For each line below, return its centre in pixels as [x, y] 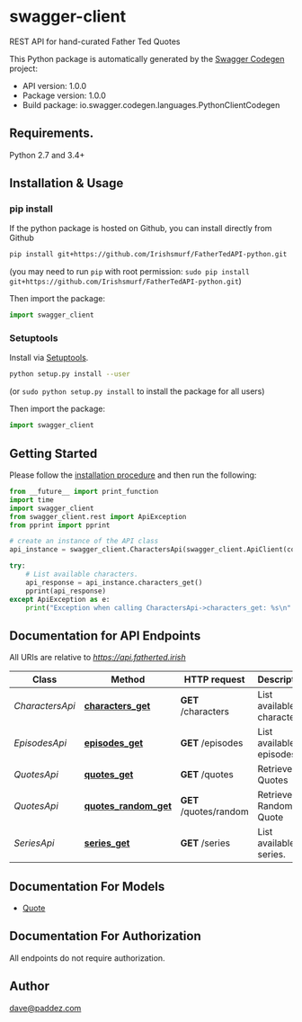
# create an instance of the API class [84, 542]
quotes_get [109, 775]
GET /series [205, 843]
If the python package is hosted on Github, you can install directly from [141, 229]
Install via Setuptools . [49, 358]
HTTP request [214, 679]
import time [31, 500]
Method [128, 679]
